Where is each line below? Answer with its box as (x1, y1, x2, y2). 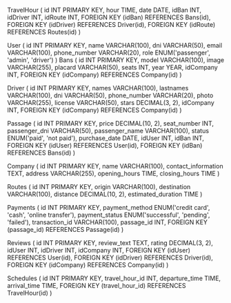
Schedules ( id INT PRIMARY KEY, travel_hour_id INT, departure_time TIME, (7, 274, 221, 282)
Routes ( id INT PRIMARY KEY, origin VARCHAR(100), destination (7, 183, 191, 190)
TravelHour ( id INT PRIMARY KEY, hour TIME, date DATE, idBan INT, (7, 6, 202, 14)
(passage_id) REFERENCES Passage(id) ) (7, 226, 124, 233)
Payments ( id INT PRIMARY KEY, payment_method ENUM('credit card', (7, 204, 210, 211)
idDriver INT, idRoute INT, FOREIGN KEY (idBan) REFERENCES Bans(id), (7, 13, 211, 21)
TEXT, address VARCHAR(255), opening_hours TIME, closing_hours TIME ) (7, 169, 220, 177)
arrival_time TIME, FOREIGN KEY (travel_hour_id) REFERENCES (7, 282, 186, 289)
